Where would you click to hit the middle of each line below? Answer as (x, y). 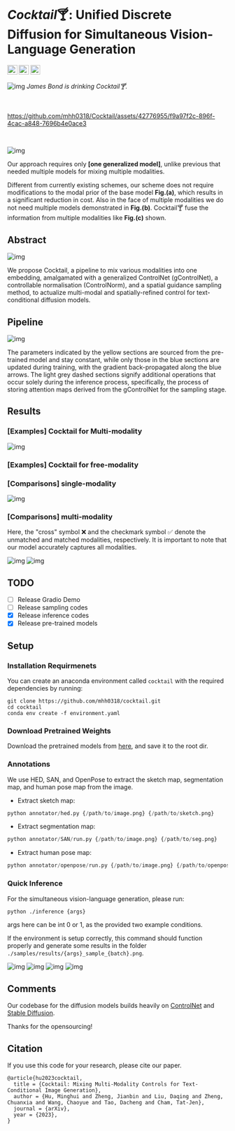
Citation (25, 1048)
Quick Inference (35, 884)
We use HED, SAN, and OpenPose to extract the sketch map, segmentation (115, 779)
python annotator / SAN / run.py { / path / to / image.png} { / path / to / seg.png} (112, 840)
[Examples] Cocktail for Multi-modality (74, 431)
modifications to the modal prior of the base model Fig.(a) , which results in (115, 193)
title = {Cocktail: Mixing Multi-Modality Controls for (97, 1085)
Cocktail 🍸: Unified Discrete (90, 15)
